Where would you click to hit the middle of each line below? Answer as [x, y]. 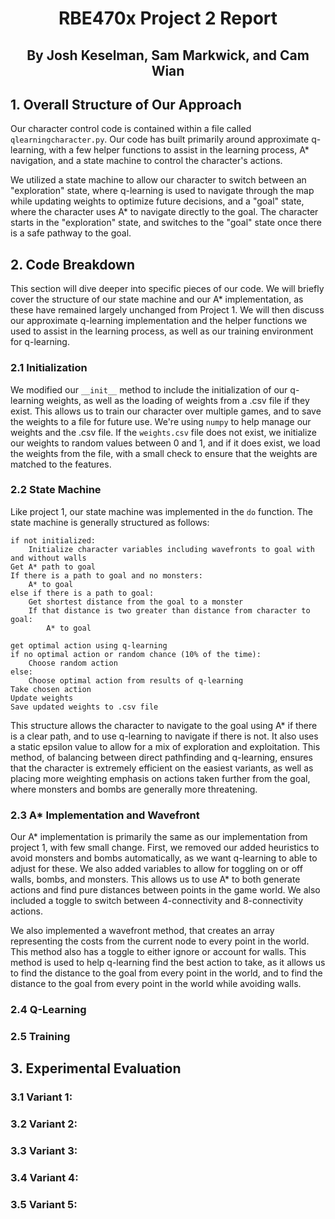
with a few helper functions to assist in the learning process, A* [179, 150]
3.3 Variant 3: [44, 1151]
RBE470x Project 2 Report [168, 18]
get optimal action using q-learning [89, 645]
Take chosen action [51, 689]
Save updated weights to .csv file [84, 707]
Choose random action [73, 663]
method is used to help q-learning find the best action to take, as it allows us [168, 963]
